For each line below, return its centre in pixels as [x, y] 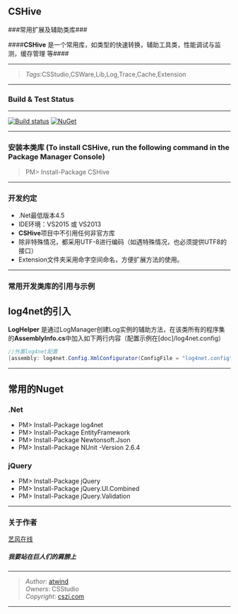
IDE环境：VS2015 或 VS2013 [60, 224]
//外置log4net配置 [33, 352]
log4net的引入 [40, 312]
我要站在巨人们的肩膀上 [42, 557]
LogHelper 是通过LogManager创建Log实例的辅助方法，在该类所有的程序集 [117, 330]
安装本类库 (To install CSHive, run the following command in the [119, 148]
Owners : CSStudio [52, 589]
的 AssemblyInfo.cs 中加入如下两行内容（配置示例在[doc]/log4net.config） [117, 338]
